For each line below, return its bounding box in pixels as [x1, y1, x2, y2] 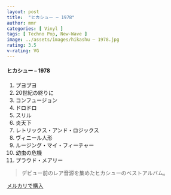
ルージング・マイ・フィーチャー [15, 142, 94, 149]
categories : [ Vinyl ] [7, 25, 63, 32]
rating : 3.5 [7, 43, 36, 49]
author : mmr [7, 20, 36, 26]
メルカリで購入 [7, 182, 44, 189]
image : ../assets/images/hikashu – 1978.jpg [7, 37, 120, 43]
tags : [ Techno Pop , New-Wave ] [7, 31, 87, 37]
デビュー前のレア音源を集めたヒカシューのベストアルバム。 [21, 169, 169, 176]
